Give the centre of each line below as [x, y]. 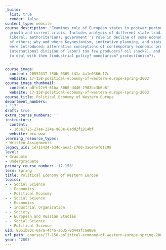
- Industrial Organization [37, 207]
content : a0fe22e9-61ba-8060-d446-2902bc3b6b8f [60, 88]
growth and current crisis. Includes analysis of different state [79, 33]
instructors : [19, 120]
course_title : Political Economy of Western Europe [59, 97]
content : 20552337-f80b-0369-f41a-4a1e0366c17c [60, 74]
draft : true [17, 111]
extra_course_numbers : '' [32, 115]
